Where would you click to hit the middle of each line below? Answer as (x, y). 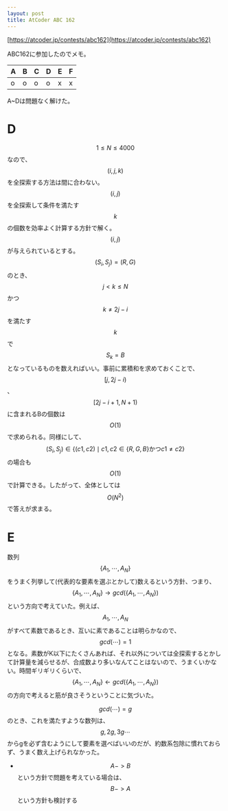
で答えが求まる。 (31, 509)
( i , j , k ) (115, 171)
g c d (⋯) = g (115, 709)
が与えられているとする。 (43, 251)
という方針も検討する (47, 800)
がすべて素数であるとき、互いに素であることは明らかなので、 (94, 630)
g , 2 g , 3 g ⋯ (115, 732)
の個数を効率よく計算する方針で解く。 (61, 228)
